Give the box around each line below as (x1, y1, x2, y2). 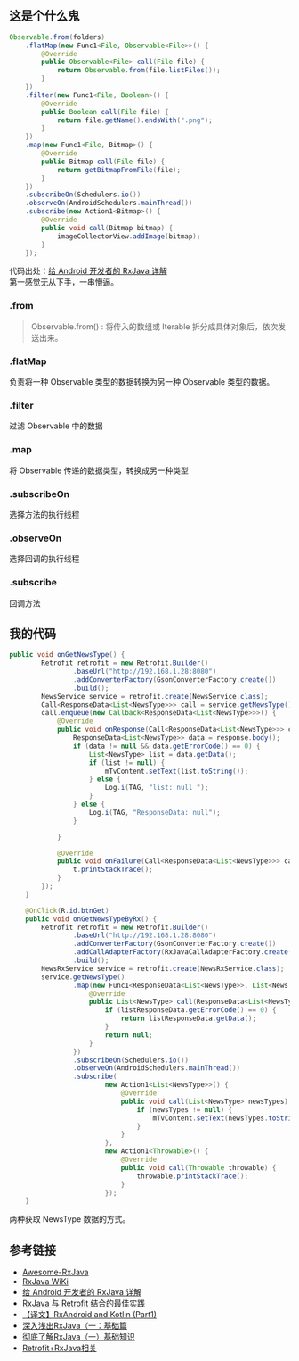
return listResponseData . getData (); (120, 1014, 256, 1024)
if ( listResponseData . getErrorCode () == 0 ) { (104, 1006, 277, 1015)
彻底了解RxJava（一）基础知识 (21, 1332, 135, 1342)
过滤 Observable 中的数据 (9, 420, 103, 431)
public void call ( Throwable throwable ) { (120, 1163, 277, 1172)
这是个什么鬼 (9, 8, 80, 24)
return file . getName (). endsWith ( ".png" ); (56, 115, 214, 125)
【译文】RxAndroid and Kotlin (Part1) (21, 1309, 158, 1320)
